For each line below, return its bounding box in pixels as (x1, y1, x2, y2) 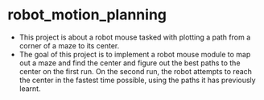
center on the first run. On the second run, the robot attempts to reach (19, 66, 253, 76)
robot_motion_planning (7, 6, 167, 24)
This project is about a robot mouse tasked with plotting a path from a (19, 32, 251, 42)
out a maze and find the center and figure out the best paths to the (19, 58, 241, 68)
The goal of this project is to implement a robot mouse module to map (19, 49, 251, 59)
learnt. (19, 83, 41, 94)
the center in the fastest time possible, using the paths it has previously (19, 75, 256, 85)
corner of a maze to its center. (19, 40, 120, 50)
